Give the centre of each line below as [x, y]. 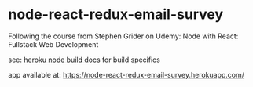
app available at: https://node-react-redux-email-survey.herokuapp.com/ [126, 74]
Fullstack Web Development [53, 44]
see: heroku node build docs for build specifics [84, 60]
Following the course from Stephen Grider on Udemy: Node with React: [123, 36]
